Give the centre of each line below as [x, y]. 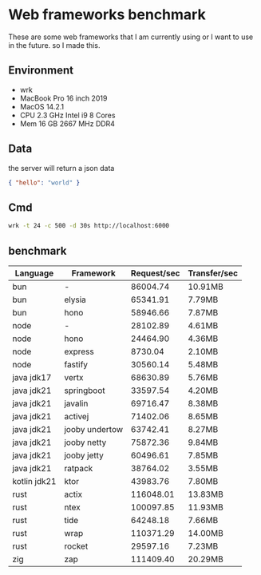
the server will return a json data [61, 168]
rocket [76, 546]
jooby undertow [93, 429]
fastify [76, 364]
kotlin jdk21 [34, 481]
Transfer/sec [212, 273]
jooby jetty [83, 455]
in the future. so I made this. [54, 45]
